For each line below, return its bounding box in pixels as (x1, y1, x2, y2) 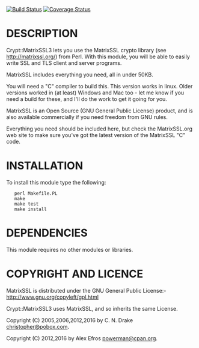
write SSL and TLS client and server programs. (6, 59, 122, 66)
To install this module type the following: (6, 179, 106, 186)
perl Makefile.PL (14, 190, 58, 197)
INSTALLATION (6, 159, 83, 172)
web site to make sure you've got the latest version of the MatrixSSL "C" (6, 131, 186, 138)
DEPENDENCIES (6, 226, 88, 240)
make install (14, 206, 47, 212)
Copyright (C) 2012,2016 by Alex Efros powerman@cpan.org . (6, 334, 158, 342)
